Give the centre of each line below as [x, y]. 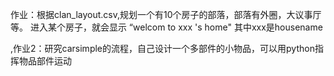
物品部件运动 [45, 61]
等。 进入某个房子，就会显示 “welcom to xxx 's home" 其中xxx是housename [166, 27]
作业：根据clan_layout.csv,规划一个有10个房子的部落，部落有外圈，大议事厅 [166, 14]
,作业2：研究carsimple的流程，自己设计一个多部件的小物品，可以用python [162, 48]
